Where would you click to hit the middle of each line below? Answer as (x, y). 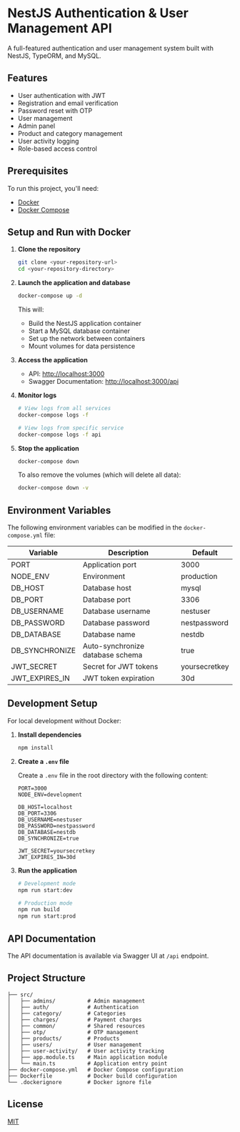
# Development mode (47, 883)
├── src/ (20, 995)
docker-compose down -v (53, 488)
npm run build (39, 910)
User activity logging (48, 141)
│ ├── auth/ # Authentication (73, 1007)
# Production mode (45, 903)
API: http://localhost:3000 (66, 374)
